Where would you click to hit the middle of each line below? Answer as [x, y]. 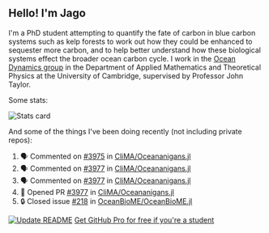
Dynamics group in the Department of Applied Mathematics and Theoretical [135, 67]
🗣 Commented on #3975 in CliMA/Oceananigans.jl [105, 156]
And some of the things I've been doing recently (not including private [125, 131]
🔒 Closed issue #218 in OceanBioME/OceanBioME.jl [106, 201]
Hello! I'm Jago [47, 13]
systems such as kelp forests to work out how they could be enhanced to [130, 41]
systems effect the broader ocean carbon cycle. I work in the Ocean [122, 58]
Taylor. [19, 84]
